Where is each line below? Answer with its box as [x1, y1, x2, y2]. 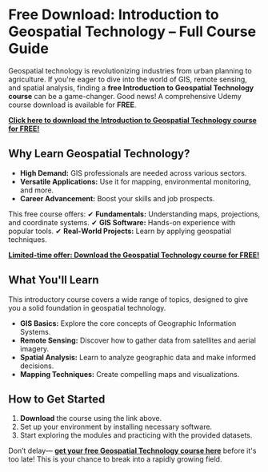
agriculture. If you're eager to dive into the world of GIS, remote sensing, [8, 74, 248, 84]
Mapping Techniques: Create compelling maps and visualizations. [19, 369, 240, 379]
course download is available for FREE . [8, 100, 137, 109]
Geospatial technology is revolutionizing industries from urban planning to [8, 65, 252, 75]
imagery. [19, 343, 50, 353]
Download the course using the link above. [19, 414, 162, 423]
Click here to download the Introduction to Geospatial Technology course [8, 115, 258, 125]
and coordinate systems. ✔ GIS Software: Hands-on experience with [8, 217, 236, 227]
